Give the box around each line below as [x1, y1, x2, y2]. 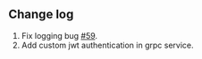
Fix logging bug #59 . [21, 30, 98, 41]
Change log [8, 7, 74, 22]
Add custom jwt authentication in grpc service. [21, 40, 194, 50]
